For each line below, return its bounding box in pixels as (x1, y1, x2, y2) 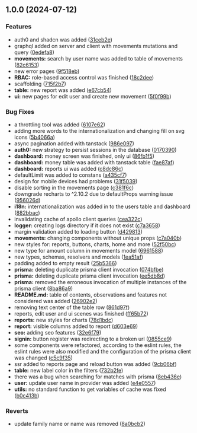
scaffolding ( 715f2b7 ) (14, 80, 66, 87)
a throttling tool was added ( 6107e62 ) (14, 121, 106, 128)
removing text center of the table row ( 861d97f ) (14, 304, 130, 311)
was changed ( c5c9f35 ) (14, 354, 73, 361)
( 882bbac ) (14, 209, 40, 216)
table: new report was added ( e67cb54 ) (14, 86, 112, 94)
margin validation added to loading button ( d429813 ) (14, 228, 143, 235)
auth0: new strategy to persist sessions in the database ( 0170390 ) (14, 146, 177, 153)
